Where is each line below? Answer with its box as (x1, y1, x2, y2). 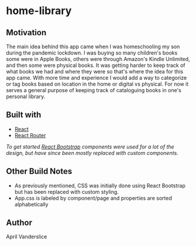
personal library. (6, 93, 46, 100)
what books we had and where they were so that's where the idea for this (6, 68, 183, 75)
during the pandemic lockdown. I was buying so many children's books (6, 49, 178, 56)
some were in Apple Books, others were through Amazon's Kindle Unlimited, (6, 56, 190, 62)
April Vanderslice (6, 233, 47, 240)
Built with (6, 110, 42, 120)
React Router (14, 132, 46, 139)
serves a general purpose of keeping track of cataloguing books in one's (6, 87, 181, 93)
